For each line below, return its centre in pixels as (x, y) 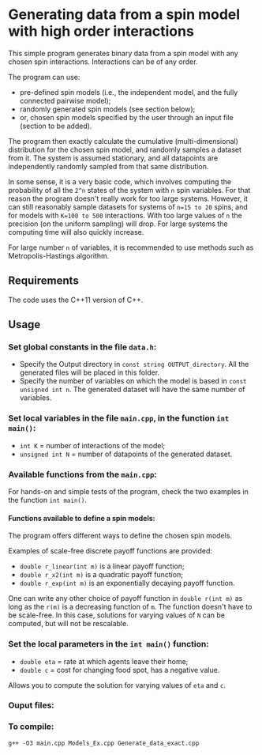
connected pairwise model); (65, 100)
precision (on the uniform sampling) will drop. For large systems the (118, 224)
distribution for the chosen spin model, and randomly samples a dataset (125, 149)
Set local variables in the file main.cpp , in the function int (119, 418)
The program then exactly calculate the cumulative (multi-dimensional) (124, 141)
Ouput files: (32, 705)
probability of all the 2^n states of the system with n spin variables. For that (129, 190)
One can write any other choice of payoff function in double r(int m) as (125, 598)
